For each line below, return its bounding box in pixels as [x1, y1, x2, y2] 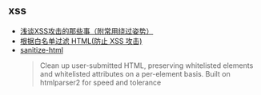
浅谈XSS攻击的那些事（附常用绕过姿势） [19, 26, 154, 36]
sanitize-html [19, 45, 64, 54]
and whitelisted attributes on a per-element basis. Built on [39, 69, 231, 78]
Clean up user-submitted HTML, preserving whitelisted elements [39, 61, 254, 70]
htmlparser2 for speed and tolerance [39, 77, 162, 87]
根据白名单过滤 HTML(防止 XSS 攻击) [19, 36, 143, 46]
